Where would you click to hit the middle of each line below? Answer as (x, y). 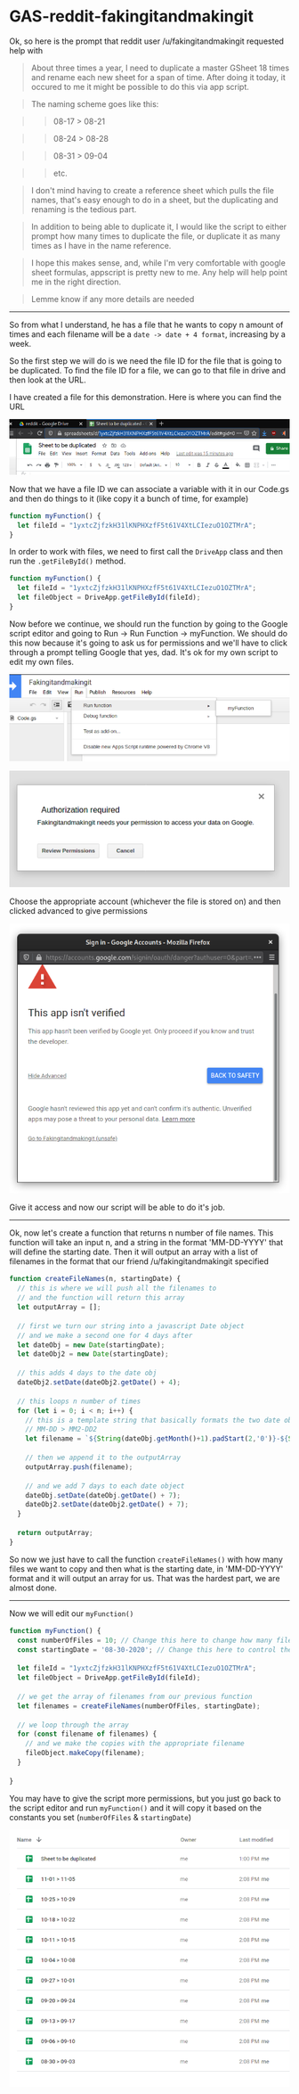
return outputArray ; (55, 1533)
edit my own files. (41, 661)
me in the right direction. (76, 282)
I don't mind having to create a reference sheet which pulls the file (152, 190)
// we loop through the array (73, 1725)
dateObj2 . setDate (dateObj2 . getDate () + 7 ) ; (107, 1505)
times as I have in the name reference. (101, 245)
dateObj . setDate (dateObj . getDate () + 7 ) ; (103, 1495)
